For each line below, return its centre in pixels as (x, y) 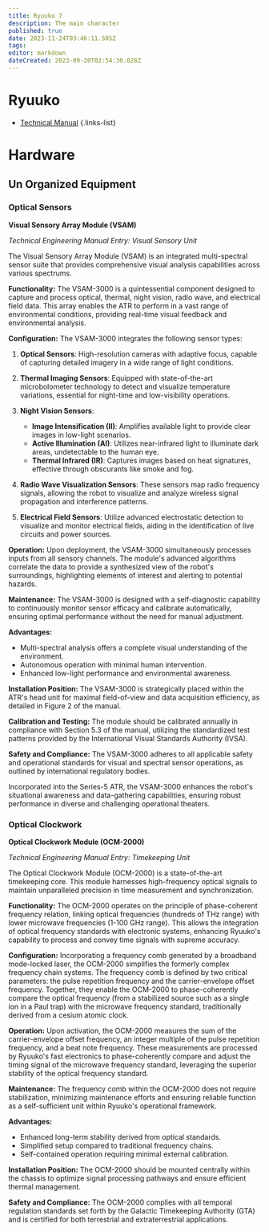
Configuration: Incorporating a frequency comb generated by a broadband (132, 955)
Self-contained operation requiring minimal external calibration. (124, 1154)
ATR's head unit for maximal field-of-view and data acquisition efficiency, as (134, 697)
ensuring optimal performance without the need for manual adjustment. (126, 616)
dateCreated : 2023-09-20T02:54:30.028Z (75, 61)
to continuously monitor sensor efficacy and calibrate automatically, (120, 608)
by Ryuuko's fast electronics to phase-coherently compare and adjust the (129, 1056)
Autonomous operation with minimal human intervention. (113, 664)
